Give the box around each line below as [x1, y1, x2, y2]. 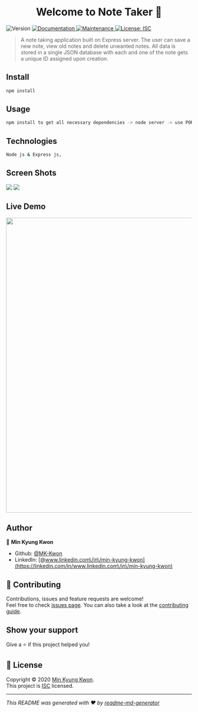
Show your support [6, 625, 78, 635]
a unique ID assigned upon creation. [20, 55, 109, 62]
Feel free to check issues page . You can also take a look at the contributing [6, 602, 189, 609]
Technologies [6, 136, 58, 146]
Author [6, 523, 32, 533]
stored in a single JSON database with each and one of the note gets [20, 48, 189, 55]
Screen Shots [6, 168, 57, 178]
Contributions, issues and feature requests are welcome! [6, 595, 144, 602]
